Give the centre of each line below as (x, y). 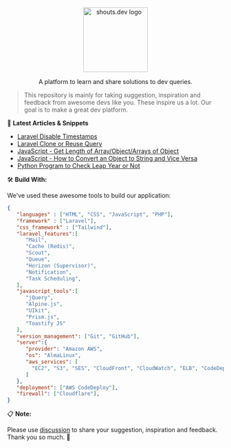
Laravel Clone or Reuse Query (59, 144)
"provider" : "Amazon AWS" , (64, 349)
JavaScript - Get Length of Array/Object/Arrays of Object (98, 151)
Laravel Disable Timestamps (57, 136)
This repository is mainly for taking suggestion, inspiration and (112, 95)
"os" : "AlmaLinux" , (53, 356)
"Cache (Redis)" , (50, 247)
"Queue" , (38, 259)
